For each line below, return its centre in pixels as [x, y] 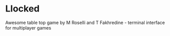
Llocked [22, 9]
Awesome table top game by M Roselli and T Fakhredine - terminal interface [85, 22]
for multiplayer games [28, 27]
